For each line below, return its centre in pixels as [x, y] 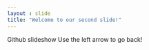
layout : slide [29, 13]
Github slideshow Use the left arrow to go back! [75, 39]
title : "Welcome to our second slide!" [64, 20]
